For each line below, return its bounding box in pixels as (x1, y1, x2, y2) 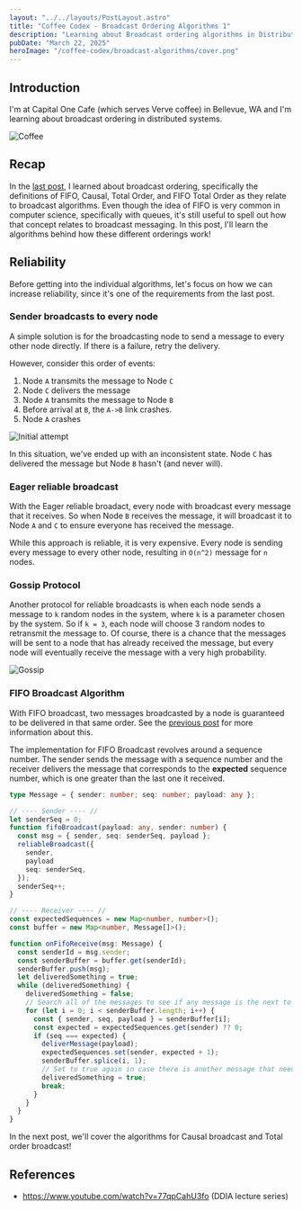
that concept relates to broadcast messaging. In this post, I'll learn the (9, 219, 269, 229)
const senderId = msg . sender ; (17, 947, 130, 956)
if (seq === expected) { (32, 1031, 127, 1040)
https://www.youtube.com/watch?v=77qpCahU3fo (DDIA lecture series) (22, 1190, 289, 1201)
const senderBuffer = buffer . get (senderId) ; (17, 955, 187, 965)
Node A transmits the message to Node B (22, 394, 173, 405)
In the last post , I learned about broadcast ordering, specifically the (9, 181, 259, 192)
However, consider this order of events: (9, 357, 155, 369)
